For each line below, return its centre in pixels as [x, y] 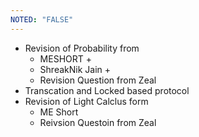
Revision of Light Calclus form [86, 101]
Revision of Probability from [82, 48]
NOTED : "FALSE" [42, 19]
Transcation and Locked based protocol [107, 90]
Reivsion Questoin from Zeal [98, 122]
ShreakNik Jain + [75, 69]
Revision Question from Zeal [98, 80]
